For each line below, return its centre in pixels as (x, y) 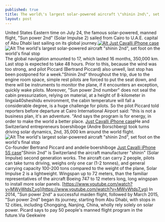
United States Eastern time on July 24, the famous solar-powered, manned (81, 33)
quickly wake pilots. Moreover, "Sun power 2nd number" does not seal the (81, 90)
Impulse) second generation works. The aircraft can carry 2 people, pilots (80, 158)
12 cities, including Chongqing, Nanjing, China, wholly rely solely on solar (79, 205)
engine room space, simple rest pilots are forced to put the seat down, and (81, 80)
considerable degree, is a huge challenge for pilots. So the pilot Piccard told (82, 106)
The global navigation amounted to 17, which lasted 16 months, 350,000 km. (82, 59)
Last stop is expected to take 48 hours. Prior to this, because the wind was (81, 64)
